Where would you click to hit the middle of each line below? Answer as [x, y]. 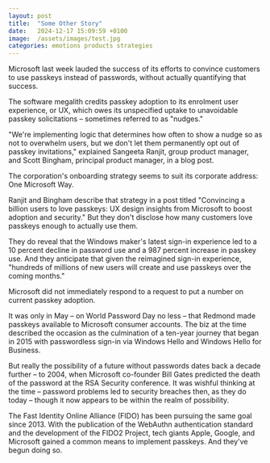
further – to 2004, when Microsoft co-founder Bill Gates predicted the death [134, 375]
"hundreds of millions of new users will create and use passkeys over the [130, 267]
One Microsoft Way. [41, 185]
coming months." [37, 276]
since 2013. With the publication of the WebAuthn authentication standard [131, 424]
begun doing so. [35, 450]
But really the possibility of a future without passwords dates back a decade [135, 366]
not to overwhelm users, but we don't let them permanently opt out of [124, 143]
